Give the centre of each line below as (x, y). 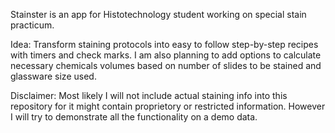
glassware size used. (53, 76)
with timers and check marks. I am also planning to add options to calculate (166, 55)
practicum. (32, 25)
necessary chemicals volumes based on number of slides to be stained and (166, 65)
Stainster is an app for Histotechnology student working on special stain (158, 14)
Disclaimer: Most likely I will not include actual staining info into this (149, 95)
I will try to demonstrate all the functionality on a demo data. (134, 117)
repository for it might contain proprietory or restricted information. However (168, 106)
